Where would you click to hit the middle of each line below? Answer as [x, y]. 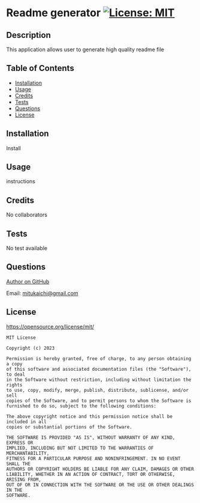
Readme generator [54, 13]
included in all [26, 422]
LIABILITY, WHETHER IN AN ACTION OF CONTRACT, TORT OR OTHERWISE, [91, 474]
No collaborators [27, 215]
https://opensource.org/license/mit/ [50, 326]
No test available [27, 248]
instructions [21, 181]
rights [14, 385]
